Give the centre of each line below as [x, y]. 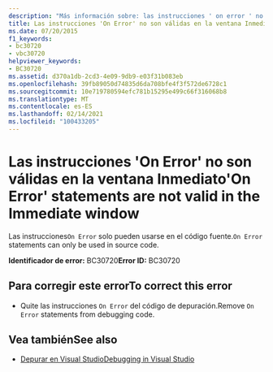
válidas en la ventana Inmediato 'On [130, 179]
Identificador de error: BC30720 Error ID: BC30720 [94, 260]
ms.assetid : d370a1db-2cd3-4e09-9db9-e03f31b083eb [96, 76]
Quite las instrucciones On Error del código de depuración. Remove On [137, 305]
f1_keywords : [30, 39]
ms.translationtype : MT [49, 99]
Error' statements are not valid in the [134, 197]
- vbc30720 [27, 54]
